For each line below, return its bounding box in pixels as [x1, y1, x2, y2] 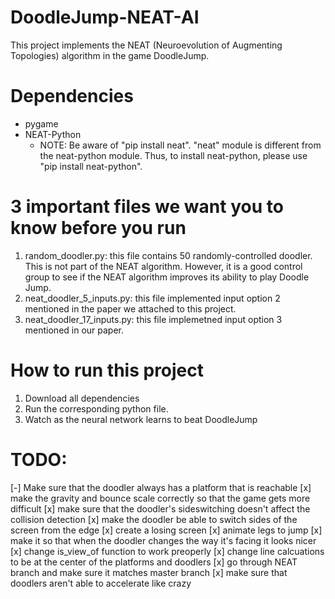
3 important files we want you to [10, 196, 284, 218]
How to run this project [10, 359, 205, 381]
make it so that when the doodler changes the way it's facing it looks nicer [10, 534, 317, 546]
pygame [24, 117, 59, 130]
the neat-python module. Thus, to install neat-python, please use [39, 149, 308, 161]
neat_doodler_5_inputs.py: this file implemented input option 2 [24, 292, 281, 304]
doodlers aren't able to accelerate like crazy [10, 577, 192, 589]
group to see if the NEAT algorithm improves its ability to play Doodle [24, 271, 310, 283]
